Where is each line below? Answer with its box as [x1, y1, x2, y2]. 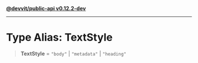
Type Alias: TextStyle [6, 31, 113, 44]
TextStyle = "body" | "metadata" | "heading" [20, 50, 127, 57]
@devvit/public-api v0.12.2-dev [6, 5, 87, 12]
